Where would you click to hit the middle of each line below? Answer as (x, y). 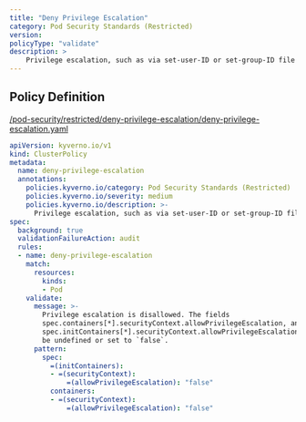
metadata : (28, 162)
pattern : (50, 349)
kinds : (55, 281)
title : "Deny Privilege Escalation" (79, 18)
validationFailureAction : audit (79, 239)
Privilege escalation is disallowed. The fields (136, 315)
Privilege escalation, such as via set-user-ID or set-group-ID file (161, 60)
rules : (30, 247)
